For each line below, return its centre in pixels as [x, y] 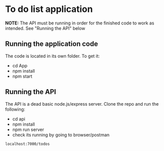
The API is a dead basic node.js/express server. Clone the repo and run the [82, 104]
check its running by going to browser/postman [61, 135]
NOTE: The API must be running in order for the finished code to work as [80, 23]
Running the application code [52, 44]
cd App [20, 65]
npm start [22, 76]
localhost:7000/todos [28, 144]
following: [15, 109]
